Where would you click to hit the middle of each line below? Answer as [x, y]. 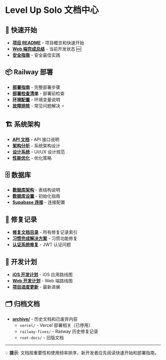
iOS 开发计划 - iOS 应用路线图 [42, 274]
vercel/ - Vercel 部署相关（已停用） [56, 325]
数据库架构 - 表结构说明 [36, 190]
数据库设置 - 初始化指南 [36, 196]
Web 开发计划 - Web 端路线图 [42, 281]
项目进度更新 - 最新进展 [36, 287]
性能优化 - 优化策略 [32, 158]
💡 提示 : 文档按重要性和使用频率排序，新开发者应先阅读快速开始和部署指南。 [82, 353]
